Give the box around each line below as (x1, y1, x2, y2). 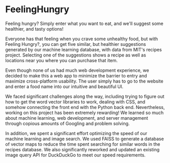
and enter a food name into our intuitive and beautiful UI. (5, 83, 123, 90)
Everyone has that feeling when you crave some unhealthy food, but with (5, 36, 158, 42)
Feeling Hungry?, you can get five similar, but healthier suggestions (5, 41, 146, 47)
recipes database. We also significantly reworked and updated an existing (5, 146, 160, 152)
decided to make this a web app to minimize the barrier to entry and (5, 72, 147, 78)
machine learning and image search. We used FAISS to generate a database (5, 135, 164, 142)
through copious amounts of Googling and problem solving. (5, 120, 130, 126)
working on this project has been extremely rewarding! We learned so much (5, 110, 164, 116)
